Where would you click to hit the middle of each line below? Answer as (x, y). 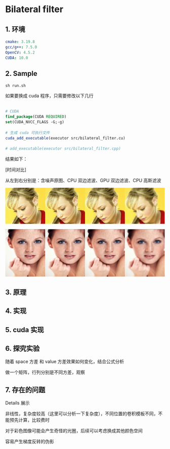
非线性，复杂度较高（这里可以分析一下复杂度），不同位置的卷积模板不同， (82, 414)
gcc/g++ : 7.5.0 (21, 47)
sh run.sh (16, 86)
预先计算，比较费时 (29, 420)
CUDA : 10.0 (17, 58)
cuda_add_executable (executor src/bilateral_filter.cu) (65, 138)
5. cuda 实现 (25, 330)
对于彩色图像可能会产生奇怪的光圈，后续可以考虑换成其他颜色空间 (74, 431)
